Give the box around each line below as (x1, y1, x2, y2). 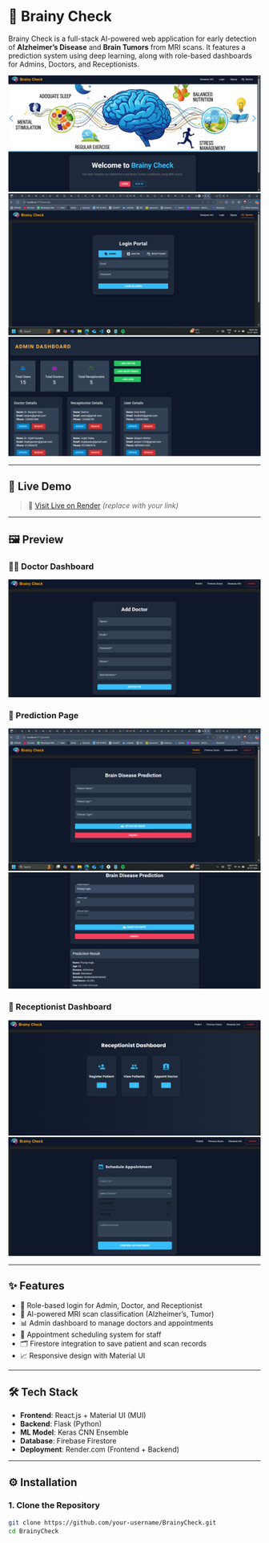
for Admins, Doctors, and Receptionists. (8, 59, 140, 69)
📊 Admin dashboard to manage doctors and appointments (19, 1318, 214, 1327)
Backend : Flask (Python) (19, 1419, 102, 1429)
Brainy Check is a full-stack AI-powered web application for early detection (8, 34, 257, 43)
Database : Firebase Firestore (19, 1436, 117, 1446)
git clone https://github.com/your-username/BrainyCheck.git (8, 1519, 217, 1527)
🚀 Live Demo (8, 479, 72, 493)
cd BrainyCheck (8, 1527, 59, 1535)
